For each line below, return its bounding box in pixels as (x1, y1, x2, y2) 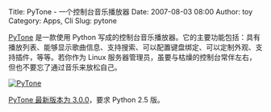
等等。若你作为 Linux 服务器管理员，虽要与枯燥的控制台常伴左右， (35, 53, 256, 62)
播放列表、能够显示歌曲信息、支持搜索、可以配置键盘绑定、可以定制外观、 (8, 42, 256, 52)
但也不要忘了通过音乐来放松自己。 (8, 62, 122, 72)
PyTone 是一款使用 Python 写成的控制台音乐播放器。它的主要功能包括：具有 (8, 33, 261, 42)
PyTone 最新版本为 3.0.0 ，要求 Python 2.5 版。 (8, 95, 165, 104)
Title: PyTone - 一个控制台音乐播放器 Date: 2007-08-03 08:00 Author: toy (8, 7, 253, 16)
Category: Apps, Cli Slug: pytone (8, 16, 117, 26)
